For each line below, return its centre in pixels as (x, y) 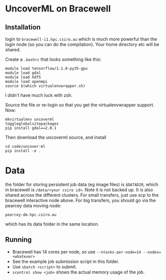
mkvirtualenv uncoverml (30, 119)
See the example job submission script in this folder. (66, 261)
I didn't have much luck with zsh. (39, 95)
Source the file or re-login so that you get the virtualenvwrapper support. (80, 105)
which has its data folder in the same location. (52, 224)
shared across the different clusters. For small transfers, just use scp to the (82, 195)
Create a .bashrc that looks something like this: (53, 59)
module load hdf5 (23, 77)
